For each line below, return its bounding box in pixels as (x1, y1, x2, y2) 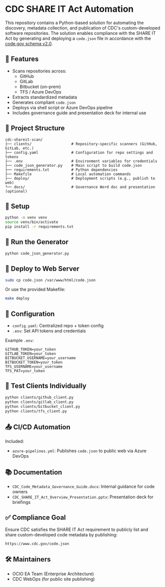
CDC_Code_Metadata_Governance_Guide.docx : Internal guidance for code (12, 484, 155, 489)
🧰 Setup (5, 202, 30, 210)
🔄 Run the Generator (5, 238, 69, 247)
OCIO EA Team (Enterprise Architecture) (12, 571, 95, 577)
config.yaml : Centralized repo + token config (12, 323, 104, 329)
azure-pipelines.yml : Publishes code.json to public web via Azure (12, 448, 147, 454)
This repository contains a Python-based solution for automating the (5, 20, 144, 26)
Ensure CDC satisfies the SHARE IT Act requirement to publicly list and (5, 526, 149, 532)
